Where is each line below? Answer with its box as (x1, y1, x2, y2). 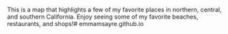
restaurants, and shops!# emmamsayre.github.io (7, 20, 144, 27)
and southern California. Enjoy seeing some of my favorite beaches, (7, 13, 199, 21)
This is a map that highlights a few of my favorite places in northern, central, (7, 6, 222, 13)
